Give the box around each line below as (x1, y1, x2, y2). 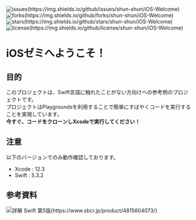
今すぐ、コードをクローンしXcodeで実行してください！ (6, 118, 140, 125)
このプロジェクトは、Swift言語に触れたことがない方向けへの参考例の (6, 89, 174, 95)
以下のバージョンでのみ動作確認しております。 (6, 154, 119, 161)
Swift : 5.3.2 (14, 171, 44, 179)
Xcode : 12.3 (14, 165, 45, 172)
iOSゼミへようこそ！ (6, 47, 107, 60)
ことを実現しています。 (6, 111, 63, 118)
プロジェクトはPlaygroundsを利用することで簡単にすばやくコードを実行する (6, 104, 191, 110)
